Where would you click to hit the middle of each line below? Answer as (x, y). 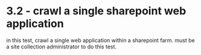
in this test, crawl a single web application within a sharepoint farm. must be (101, 40)
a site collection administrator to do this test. (61, 47)
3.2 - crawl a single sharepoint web (96, 11)
